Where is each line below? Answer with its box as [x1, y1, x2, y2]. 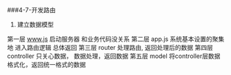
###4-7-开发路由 [7, 6, 57, 14]
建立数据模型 [17, 20, 54, 29]
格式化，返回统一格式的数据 [7, 61, 86, 68]
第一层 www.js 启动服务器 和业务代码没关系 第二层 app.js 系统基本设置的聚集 [7, 35, 225, 43]
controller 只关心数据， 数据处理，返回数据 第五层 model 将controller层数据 [7, 52, 221, 60]
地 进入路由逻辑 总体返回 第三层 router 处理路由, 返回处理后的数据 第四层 [7, 44, 214, 51]
